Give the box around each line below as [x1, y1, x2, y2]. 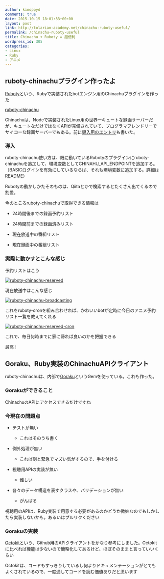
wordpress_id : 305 [5, 39, 43, 44]
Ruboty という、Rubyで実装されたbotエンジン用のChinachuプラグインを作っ [5, 91, 159, 97]
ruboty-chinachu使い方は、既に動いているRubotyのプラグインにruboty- [5, 155, 150, 161]
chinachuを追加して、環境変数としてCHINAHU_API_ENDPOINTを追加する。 [5, 161, 158, 167]
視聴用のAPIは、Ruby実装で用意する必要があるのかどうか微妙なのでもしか [5, 508, 155, 514]
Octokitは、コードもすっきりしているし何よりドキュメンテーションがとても [5, 563, 156, 569]
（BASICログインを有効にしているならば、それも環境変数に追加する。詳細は [5, 167, 160, 173]
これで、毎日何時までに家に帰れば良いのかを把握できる [5, 333, 117, 339]
